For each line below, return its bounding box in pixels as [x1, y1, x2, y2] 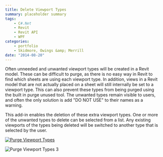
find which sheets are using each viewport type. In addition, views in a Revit [5, 76, 158, 82]
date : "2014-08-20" [5, 52, 45, 58]
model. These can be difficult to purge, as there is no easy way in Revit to [5, 71, 153, 77]
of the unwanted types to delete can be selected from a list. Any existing [5, 117, 151, 123]
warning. [5, 102, 23, 108]
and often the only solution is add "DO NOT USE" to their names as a [5, 97, 143, 103]
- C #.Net [14, 21, 32, 26]
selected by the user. [5, 128, 47, 134]
